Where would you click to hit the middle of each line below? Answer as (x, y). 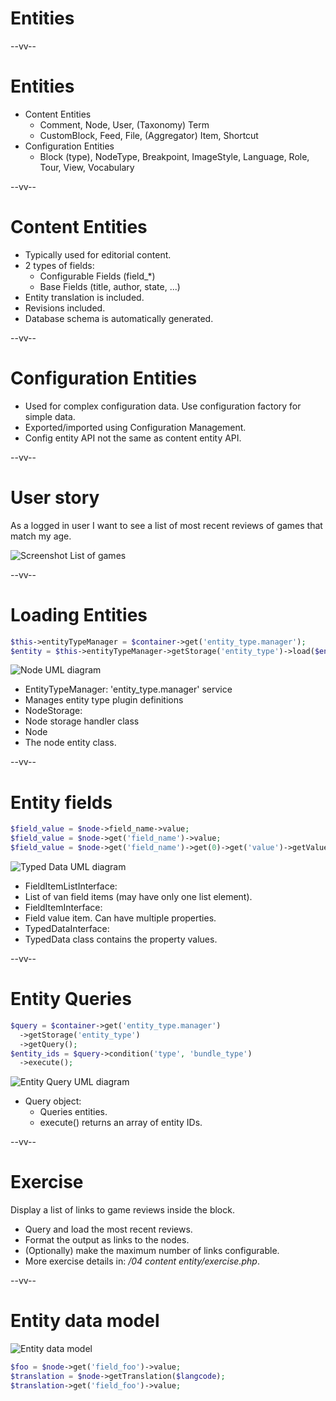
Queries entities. (73, 1112)
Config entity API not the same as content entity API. (133, 438)
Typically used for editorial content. (98, 254)
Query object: (53, 1101)
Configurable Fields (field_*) (97, 276)
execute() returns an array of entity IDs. (121, 1123)
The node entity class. (70, 743)
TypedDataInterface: (67, 928)
